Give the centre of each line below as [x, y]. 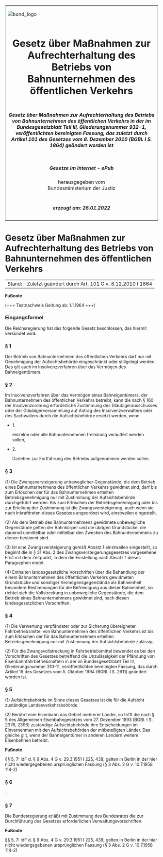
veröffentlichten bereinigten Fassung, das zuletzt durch [81, 133]
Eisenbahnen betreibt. [27, 740]
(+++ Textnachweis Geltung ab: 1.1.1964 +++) [50, 305]
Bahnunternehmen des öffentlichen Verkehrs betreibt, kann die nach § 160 [79, 400]
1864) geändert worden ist [81, 145]
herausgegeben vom [81, 182]
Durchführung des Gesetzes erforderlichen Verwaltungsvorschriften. [74, 821]
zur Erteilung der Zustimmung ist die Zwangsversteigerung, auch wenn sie [79, 508]
